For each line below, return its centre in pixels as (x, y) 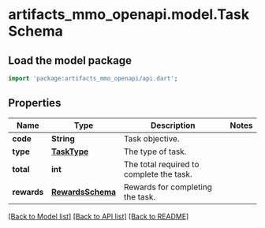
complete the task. (158, 174)
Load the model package (70, 60)
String (63, 138)
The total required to (161, 164)
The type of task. (155, 151)
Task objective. (151, 138)
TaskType (70, 151)
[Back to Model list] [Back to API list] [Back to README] (99, 216)
